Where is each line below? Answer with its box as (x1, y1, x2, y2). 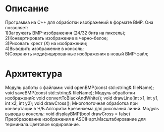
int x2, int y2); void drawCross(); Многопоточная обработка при (5, 100, 138, 106)
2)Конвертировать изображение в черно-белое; (5, 35, 108, 41)
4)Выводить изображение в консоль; (5, 45, 84, 51)
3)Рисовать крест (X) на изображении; (5, 40, 88, 46)
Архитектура (5, 68, 63, 80)
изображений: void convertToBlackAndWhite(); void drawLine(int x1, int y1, (5, 95, 159, 101)
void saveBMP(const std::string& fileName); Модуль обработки (5, 89, 135, 95)
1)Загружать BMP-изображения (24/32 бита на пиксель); (5, 30, 126, 36)
